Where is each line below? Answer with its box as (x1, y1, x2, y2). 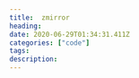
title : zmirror (9, 13, 70, 22)
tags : (9, 47, 30, 56)
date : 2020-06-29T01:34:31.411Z (9, 30, 130, 39)
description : (9, 55, 58, 64)
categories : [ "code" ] (9, 38, 91, 48)
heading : (9, 22, 42, 30)
